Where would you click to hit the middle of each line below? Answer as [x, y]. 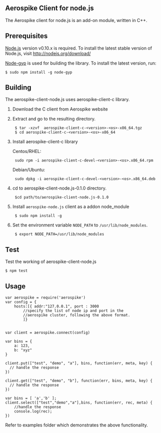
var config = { [21, 302]
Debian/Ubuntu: [29, 170]
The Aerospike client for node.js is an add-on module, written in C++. [76, 20]
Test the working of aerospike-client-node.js [51, 261]
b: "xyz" [23, 350]
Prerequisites [26, 36]
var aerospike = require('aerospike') [45, 298]
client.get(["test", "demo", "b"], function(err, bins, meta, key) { [79, 381]
